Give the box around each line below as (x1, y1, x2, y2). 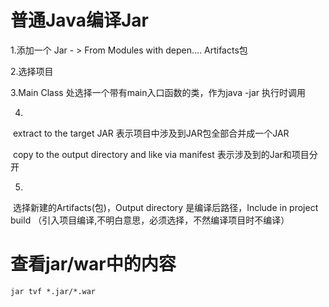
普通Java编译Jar (10, 9, 149, 32)
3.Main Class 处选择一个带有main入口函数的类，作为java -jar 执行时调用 (10, 86, 306, 98)
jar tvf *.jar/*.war (10, 286, 97, 296)
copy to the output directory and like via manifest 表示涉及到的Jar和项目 (12, 148, 310, 160)
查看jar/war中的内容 (10, 253, 177, 276)
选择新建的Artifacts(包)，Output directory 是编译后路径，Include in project (12, 201, 319, 213)
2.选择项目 (10, 65, 54, 77)
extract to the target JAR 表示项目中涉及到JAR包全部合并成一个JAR (12, 127, 290, 139)
